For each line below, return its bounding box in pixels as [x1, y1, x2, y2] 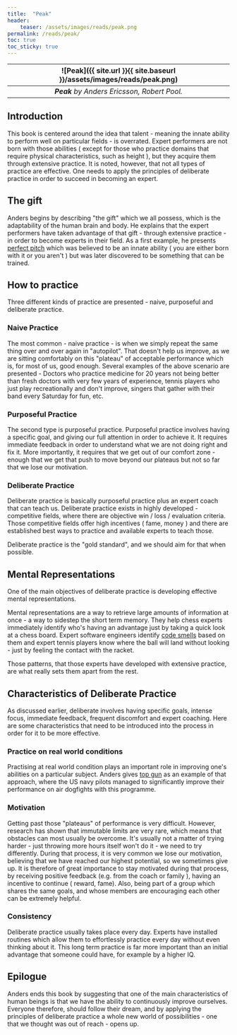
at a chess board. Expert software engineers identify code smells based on [7, 631, 226, 640]
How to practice [7, 279, 79, 291]
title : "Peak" [7, 10, 52, 18]
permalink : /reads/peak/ [7, 30, 80, 37]
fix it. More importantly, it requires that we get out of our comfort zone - [7, 448, 216, 457]
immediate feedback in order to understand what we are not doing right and [7, 440, 228, 449]
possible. [7, 548, 34, 556]
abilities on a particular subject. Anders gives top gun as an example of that [7, 770, 227, 778]
